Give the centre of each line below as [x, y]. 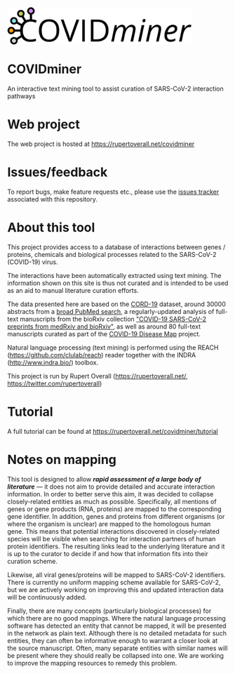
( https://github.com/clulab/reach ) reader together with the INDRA [102, 355]
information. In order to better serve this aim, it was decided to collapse [110, 494]
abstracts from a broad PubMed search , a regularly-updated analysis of [111, 311]
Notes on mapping [62, 460]
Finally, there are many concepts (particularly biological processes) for [109, 611]
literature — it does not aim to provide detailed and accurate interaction [111, 487]
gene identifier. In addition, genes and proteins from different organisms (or [116, 516]
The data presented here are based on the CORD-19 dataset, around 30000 [116, 304]
